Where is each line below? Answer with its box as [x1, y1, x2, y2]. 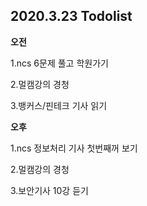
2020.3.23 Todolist [10, 8, 133, 25]
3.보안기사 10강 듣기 [10, 184, 89, 196]
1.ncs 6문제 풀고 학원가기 [10, 57, 109, 69]
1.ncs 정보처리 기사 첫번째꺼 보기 [10, 142, 138, 154]
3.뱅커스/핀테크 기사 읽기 [10, 99, 108, 111]
